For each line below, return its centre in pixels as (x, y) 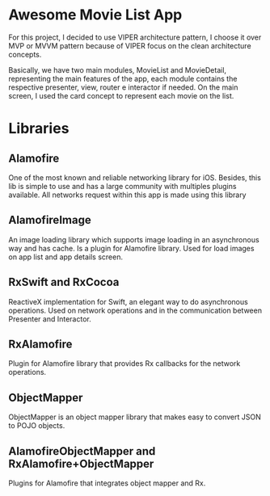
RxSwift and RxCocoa (64, 282)
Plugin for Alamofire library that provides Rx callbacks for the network (124, 364)
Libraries (39, 129)
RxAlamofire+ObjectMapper (81, 463)
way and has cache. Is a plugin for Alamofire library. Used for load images (131, 248)
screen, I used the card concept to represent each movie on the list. (121, 95)
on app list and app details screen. (66, 257)
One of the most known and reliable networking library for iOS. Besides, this (135, 177)
